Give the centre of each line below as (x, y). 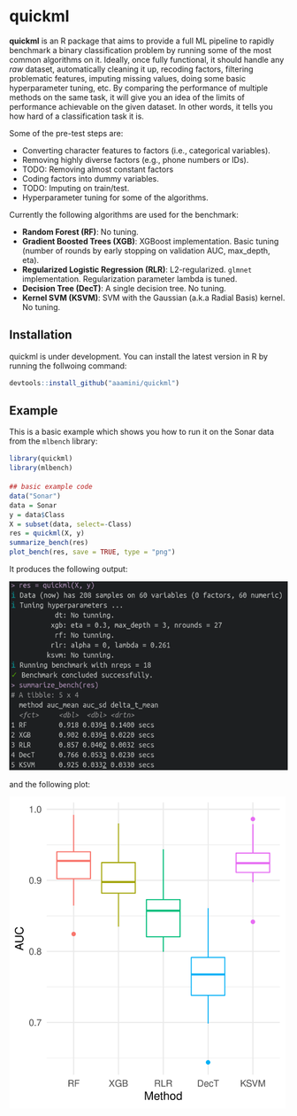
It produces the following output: (69, 570)
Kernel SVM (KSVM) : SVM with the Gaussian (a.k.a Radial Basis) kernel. (153, 298)
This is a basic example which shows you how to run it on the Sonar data (142, 432)
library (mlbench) (41, 468)
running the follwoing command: (68, 366)
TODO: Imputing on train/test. (76, 188)
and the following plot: (50, 785)
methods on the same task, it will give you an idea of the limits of (127, 97)
